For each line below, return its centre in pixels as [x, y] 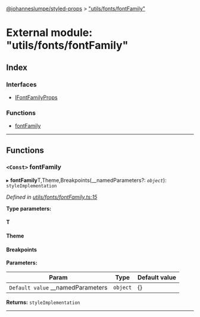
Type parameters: [29, 208]
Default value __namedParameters [58, 288]
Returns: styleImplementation [43, 302]
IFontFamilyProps [36, 97]
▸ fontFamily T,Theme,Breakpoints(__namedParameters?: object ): [86, 180]
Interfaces [21, 84]
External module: [49, 33]
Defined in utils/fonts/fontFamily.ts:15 [52, 197]
